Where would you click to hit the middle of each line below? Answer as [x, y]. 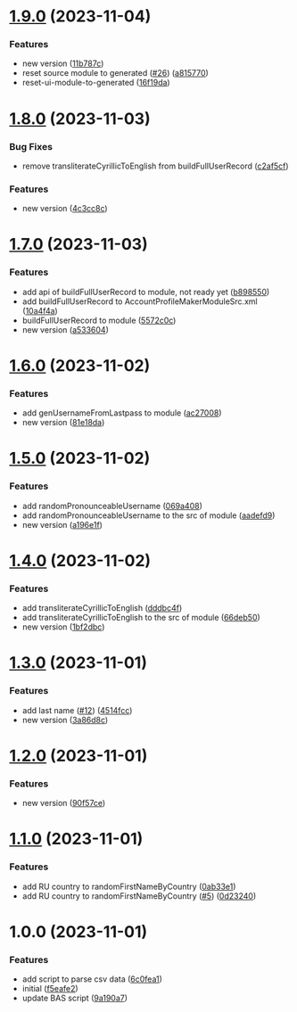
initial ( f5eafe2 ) [50, 989]
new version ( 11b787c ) [63, 63]
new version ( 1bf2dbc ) [63, 627]
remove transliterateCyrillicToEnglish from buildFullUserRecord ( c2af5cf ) [155, 166]
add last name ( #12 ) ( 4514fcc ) [77, 710]
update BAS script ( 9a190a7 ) [74, 998]
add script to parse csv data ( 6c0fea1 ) [92, 979]
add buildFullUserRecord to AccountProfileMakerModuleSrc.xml [140, 301]
